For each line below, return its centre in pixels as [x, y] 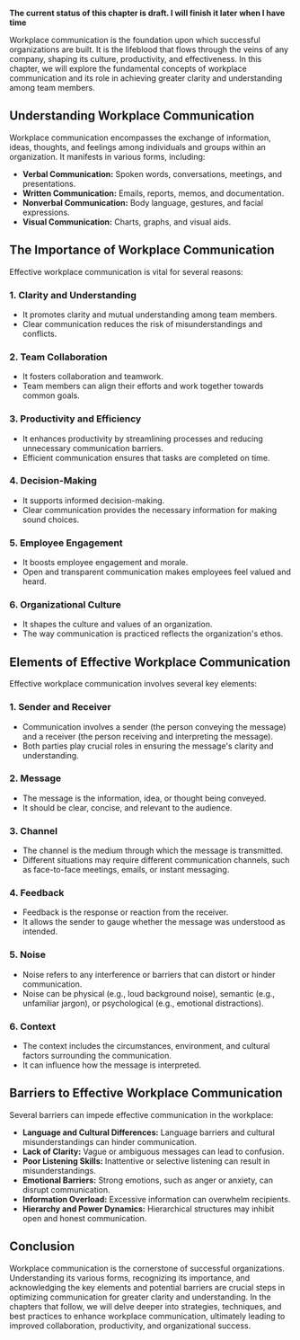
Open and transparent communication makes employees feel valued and [157, 572]
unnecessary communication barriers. [93, 448]
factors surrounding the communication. [97, 1056]
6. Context [33, 1026]
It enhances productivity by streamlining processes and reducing [142, 439]
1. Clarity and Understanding [73, 295]
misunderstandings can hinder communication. [110, 1141]
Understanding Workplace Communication [132, 116]
